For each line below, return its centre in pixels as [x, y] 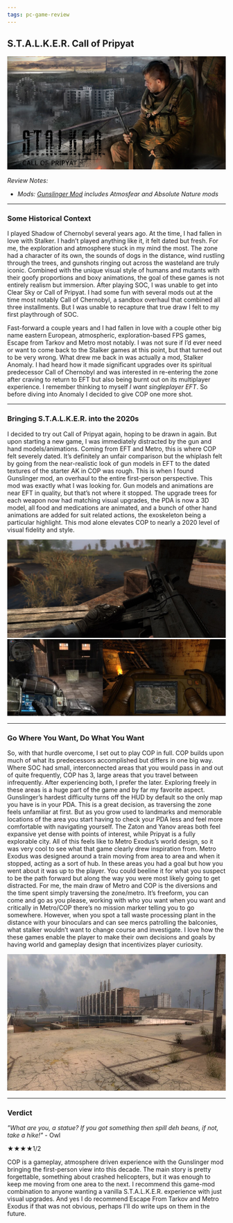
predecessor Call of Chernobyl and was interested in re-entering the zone [113, 372]
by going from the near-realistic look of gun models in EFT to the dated [109, 463]
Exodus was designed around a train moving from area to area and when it [114, 856]
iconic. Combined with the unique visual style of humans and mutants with [113, 270]
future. [17, 1214]
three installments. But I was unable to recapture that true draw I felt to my [113, 307]
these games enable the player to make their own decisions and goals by [111, 937]
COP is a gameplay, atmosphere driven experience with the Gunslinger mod [115, 1162]
